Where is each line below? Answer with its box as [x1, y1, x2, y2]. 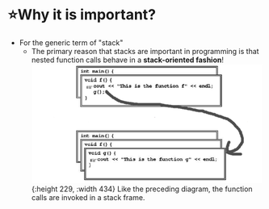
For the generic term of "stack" [19, 37, 124, 48]
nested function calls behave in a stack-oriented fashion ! [31, 55, 224, 65]
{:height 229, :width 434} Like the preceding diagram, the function [31, 184, 253, 194]
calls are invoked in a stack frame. [31, 192, 145, 202]
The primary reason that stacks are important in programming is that [31, 46, 259, 56]
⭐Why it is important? [7, 6, 157, 24]
